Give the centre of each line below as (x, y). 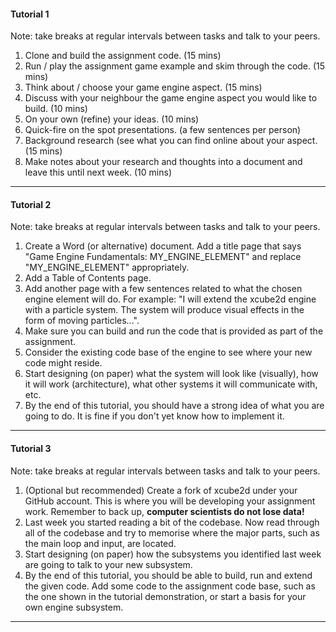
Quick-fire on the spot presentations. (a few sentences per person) (163, 130)
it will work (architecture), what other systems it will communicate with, (171, 384)
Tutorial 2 (31, 204)
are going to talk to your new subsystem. (108, 564)
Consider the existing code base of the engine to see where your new (168, 352)
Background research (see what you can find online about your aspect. (171, 141)
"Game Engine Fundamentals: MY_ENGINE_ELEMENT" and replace (163, 257)
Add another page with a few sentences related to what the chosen (163, 289)
